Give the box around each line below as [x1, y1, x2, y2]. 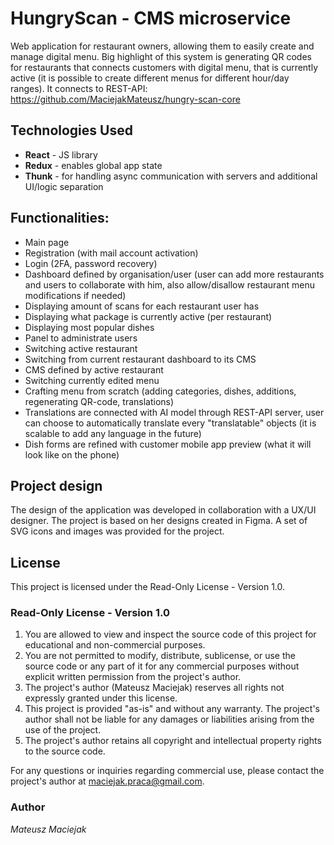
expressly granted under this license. [24, 692, 178, 704]
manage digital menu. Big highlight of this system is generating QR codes [10, 50, 312, 62]
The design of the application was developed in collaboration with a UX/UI [10, 504, 317, 516]
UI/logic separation [24, 180, 104, 192]
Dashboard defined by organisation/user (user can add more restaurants [24, 268, 325, 280]
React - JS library [24, 148, 98, 161]
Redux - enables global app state [24, 159, 163, 171]
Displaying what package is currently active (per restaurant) [24, 310, 273, 322]
